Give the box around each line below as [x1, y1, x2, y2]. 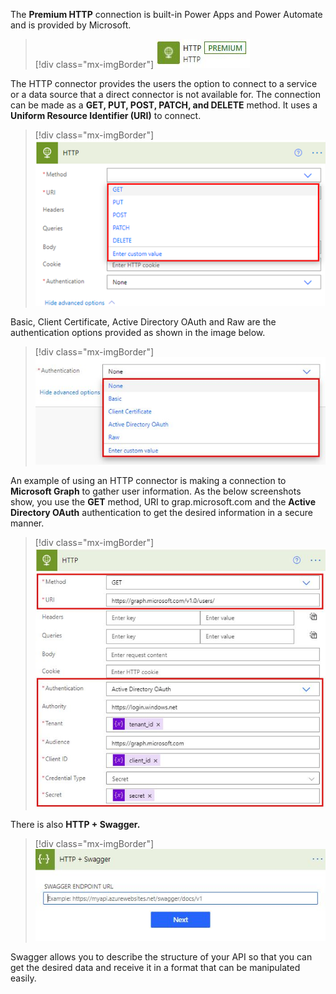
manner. [10, 517, 45, 529]
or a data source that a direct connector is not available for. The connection [10, 89, 321, 100]
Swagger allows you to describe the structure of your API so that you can [10, 950, 313, 963]
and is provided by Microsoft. [10, 19, 132, 31]
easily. [10, 972, 37, 984]
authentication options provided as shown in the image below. [10, 326, 266, 338]
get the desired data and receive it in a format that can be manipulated [10, 961, 301, 973]
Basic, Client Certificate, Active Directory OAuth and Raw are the [10, 315, 277, 328]
